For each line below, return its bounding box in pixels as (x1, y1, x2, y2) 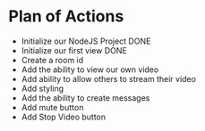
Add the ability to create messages (21, 92, 150, 103)
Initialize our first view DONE (21, 45, 127, 55)
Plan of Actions (8, 6, 124, 27)
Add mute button (21, 102, 84, 112)
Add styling (21, 83, 64, 94)
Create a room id (21, 54, 84, 65)
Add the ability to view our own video (21, 64, 159, 75)
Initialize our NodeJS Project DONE (21, 36, 151, 46)
